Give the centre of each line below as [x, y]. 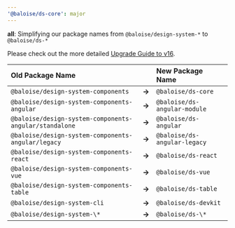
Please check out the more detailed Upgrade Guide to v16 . [91, 53]
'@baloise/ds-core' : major [47, 14]
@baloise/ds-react [187, 155]
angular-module [181, 109]
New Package [180, 71]
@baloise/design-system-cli [57, 203]
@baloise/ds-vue [183, 172]
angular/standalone [43, 126]
